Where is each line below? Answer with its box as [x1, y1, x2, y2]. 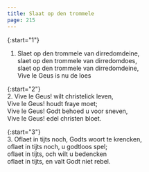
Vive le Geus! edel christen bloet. [7, 114, 102, 122]
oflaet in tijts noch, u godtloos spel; [7, 142, 107, 150]
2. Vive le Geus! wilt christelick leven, [7, 92, 114, 101]
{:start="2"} [7, 85, 41, 93]
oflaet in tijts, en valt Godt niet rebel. [7, 157, 111, 165]
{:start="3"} [7, 128, 41, 136]
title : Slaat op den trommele [7, 10, 95, 17]
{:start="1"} [7, 35, 40, 44]
